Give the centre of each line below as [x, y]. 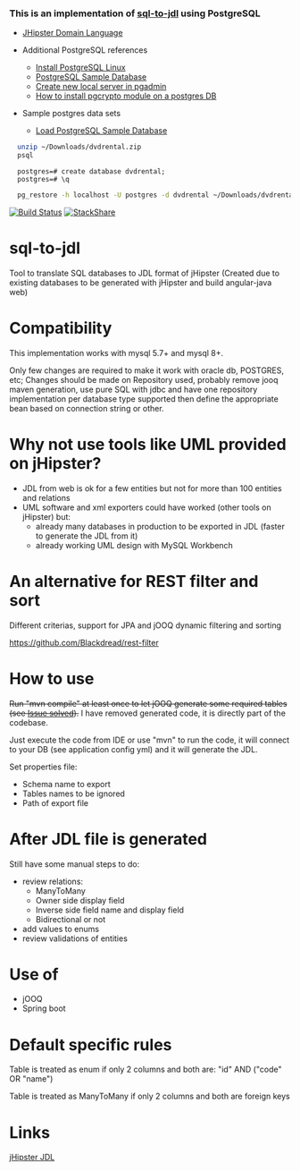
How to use [52, 679]
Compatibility [61, 328]
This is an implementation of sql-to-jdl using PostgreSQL [135, 13]
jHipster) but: [46, 516]
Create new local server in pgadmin [101, 87]
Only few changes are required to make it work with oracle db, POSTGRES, [146, 370]
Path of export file [55, 802]
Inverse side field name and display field [110, 910]
